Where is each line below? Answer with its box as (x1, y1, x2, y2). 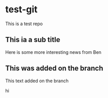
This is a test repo (5, 21, 43, 27)
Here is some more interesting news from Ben (5, 49, 102, 55)
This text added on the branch (5, 77, 69, 84)
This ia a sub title (5, 35, 60, 44)
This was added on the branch (5, 64, 103, 73)
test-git (5, 4, 38, 15)
